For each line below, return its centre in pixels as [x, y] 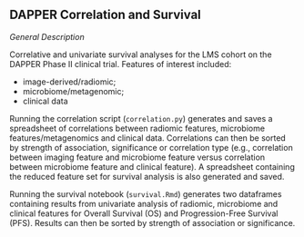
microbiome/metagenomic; [73, 91]
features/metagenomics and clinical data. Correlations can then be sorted [148, 138]
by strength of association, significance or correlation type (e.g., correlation [151, 147]
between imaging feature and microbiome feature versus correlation [137, 157]
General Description [47, 36]
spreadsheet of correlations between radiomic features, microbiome [137, 128]
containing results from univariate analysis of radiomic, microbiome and [144, 203]
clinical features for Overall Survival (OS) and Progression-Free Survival [144, 213]
